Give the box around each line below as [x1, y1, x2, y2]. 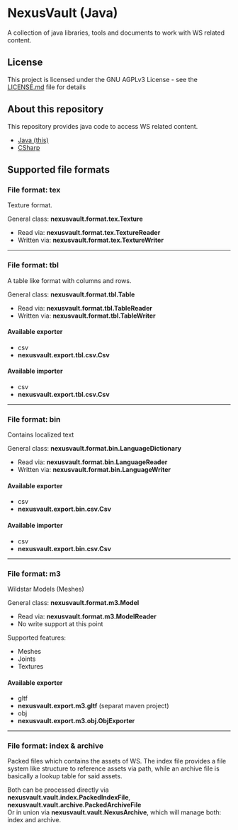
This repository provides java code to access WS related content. [7, 122, 198, 130]
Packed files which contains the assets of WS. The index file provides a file [7, 757, 227, 766]
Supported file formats [7, 163, 110, 175]
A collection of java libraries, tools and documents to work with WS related [7, 28, 225, 37]
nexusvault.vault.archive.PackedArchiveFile [7, 801, 142, 809]
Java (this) [17, 136, 49, 144]
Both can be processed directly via [7, 785, 109, 794]
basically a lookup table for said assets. [7, 772, 123, 780]
